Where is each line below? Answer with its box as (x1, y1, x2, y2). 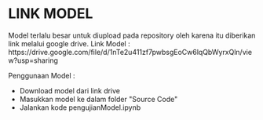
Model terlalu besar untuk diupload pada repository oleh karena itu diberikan (8, 31, 256, 40)
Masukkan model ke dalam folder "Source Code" (19, 94, 178, 104)
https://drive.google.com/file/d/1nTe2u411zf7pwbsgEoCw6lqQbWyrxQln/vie (8, 47, 253, 56)
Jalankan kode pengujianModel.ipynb (19, 103, 141, 112)
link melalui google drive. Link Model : (8, 38, 131, 48)
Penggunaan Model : (8, 71, 76, 80)
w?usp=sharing (8, 56, 59, 65)
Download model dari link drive (19, 85, 120, 95)
